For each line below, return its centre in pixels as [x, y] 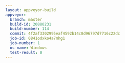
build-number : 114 [30, 29]
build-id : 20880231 [31, 24]
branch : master [26, 19]
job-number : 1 [25, 43]
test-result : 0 [26, 52]
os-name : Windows [28, 48]
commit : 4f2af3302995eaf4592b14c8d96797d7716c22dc [65, 34]
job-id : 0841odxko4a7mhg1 [38, 39]
